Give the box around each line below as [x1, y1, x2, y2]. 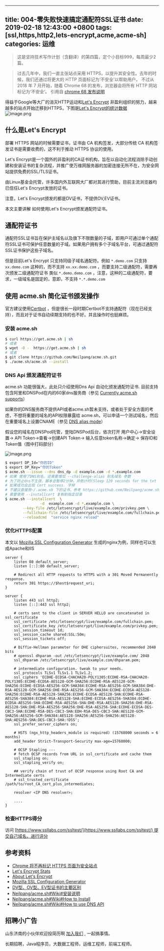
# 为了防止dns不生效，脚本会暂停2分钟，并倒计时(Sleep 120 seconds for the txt [5, 478, 157, 483]
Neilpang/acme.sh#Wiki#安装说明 [12, 890, 81, 896]
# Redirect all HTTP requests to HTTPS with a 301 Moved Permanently [14, 572, 159, 577]
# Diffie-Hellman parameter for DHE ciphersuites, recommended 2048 [14, 645, 156, 650]
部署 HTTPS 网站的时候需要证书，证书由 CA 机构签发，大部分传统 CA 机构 [5, 140, 154, 145]
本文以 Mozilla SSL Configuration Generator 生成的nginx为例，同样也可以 [5, 539, 152, 545]
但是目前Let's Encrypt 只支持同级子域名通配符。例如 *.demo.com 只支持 [5, 258, 147, 264]
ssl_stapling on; [14, 756, 49, 761]
